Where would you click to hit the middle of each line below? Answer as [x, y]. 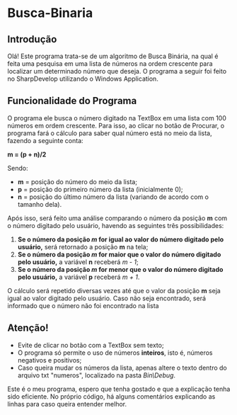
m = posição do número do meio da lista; [77, 181]
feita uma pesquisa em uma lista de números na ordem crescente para [110, 64]
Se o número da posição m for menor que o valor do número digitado [120, 269]
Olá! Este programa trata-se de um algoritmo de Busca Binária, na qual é [113, 56]
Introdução [32, 39]
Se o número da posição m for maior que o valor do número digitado [119, 254]
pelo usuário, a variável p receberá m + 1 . [79, 277]
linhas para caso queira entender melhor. [67, 404]
